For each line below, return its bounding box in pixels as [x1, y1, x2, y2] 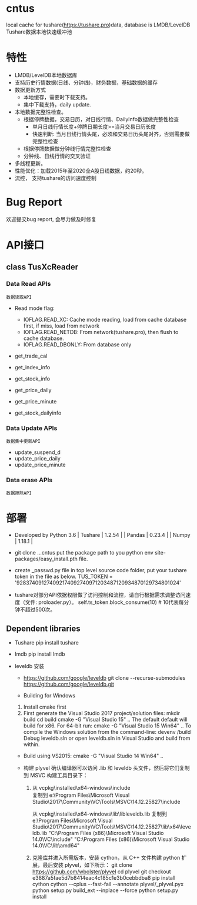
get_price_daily [14, 386, 52, 393]
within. [23, 741, 40, 748]
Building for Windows [23, 692, 75, 699]
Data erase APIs [6, 476, 53, 484]
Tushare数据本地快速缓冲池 [6, 28, 72, 35]
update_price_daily [14, 455, 61, 462]
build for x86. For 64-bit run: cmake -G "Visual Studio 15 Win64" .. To [23, 722, 192, 729]
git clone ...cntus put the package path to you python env [14, 549, 154, 556]
